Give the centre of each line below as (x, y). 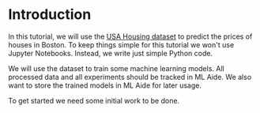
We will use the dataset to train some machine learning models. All (116, 68)
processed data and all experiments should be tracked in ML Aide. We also (130, 77)
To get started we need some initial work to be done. (94, 100)
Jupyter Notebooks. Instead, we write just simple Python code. (111, 53)
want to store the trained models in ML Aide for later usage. (105, 85)
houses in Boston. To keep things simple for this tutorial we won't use (121, 44)
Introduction (50, 15)
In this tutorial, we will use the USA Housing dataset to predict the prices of (130, 36)
